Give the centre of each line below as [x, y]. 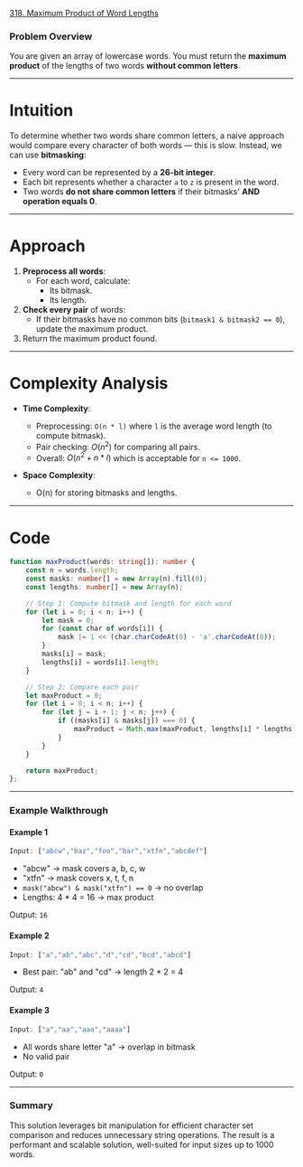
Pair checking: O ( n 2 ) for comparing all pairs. [118, 446]
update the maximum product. [92, 329]
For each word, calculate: [83, 281]
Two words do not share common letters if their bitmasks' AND [141, 192]
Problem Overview [51, 36]
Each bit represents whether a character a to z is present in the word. [151, 182]
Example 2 [29, 936]
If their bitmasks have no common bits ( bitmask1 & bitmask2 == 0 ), [161, 319]
